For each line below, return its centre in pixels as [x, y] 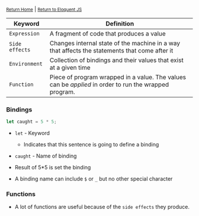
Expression [24, 33]
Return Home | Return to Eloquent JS [44, 9]
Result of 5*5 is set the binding [53, 168]
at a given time [70, 68]
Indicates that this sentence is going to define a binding [91, 145]
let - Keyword [32, 133]
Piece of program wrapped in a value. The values [118, 77]
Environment [26, 64]
